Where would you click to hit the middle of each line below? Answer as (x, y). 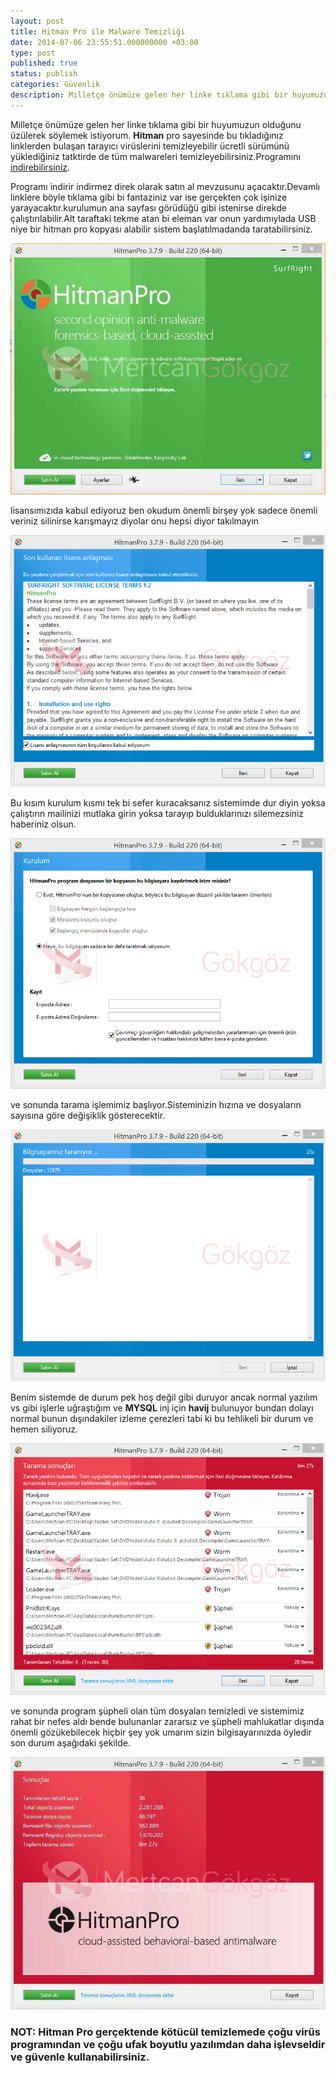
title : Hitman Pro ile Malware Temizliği (98, 31)
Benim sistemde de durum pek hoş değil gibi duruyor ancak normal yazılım (164, 1397)
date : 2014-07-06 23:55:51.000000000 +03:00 (104, 42)
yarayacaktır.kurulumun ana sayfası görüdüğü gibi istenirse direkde (148, 207)
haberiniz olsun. (43, 824)
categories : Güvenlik (55, 85)
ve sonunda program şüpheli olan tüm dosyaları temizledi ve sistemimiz (157, 1711)
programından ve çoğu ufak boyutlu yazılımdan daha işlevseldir (168, 2044)
